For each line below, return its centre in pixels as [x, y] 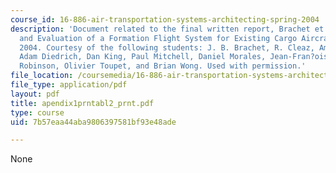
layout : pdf [35, 94]
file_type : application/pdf [69, 85]
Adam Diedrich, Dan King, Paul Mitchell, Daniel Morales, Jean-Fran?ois [174, 57]
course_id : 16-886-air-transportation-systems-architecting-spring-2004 [165, 19]
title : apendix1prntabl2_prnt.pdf [82, 103]
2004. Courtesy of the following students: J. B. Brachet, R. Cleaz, [167, 47]
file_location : [42, 76]
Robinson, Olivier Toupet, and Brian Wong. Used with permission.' [163, 66]
